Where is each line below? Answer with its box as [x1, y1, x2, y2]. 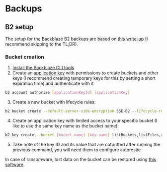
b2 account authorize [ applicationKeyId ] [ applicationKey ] [5, 90, 130, 95]
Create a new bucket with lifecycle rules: [12, 99, 96, 105]
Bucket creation [5, 53, 45, 60]
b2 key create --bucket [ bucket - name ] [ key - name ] [5, 132, 110, 138]
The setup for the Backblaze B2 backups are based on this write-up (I [5, 36, 148, 42]
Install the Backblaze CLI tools [12, 65, 75, 71]
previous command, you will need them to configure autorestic [12, 147, 141, 153]
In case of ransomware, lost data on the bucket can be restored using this [5, 156, 157, 162]
